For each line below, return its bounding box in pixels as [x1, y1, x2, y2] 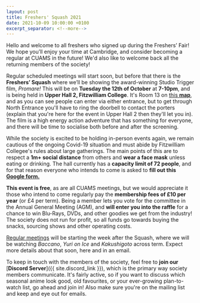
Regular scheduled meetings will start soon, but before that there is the [6, 72, 181, 79]
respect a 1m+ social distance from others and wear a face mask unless [6, 154, 186, 161]
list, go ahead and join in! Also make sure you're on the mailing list [22, 284, 185, 291]
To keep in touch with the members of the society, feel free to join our [6, 258, 179, 266]
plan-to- [163, 277, 184, 284]
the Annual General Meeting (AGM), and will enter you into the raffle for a [6, 204, 189, 211]
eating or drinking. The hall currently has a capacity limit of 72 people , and [6, 160, 192, 167]
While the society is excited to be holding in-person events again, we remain [6, 135, 194, 142]
